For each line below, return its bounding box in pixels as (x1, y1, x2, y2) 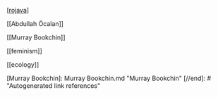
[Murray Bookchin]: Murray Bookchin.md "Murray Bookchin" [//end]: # (6, 74, 212, 82)
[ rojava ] (6, 6, 30, 14)
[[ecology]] (6, 60, 40, 69)
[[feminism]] (6, 47, 43, 55)
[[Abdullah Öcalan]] (6, 20, 64, 27)
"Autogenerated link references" (6, 82, 100, 90)
